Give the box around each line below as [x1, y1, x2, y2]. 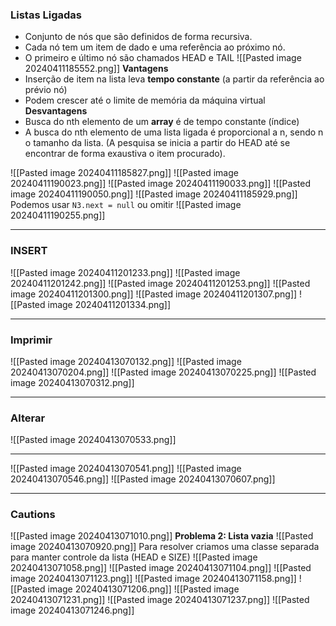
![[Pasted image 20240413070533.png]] [10, 434, 177, 446]
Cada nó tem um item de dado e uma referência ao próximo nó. [24, 41, 286, 53]
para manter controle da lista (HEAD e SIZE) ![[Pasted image [10, 551, 258, 563]
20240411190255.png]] [10, 209, 106, 222]
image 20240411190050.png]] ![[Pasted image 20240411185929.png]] [10, 188, 298, 200]
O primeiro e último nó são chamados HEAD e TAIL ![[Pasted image [24, 52, 302, 64]
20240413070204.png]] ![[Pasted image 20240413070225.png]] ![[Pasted [10, 366, 317, 378]
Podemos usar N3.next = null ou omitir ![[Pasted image [10, 199, 242, 211]
